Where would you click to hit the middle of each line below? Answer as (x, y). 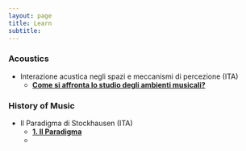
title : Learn (30, 23)
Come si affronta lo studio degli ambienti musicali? (119, 84)
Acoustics (29, 59)
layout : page (30, 16)
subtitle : (25, 31)
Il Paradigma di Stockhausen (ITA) (76, 123)
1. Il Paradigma (57, 131)
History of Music (42, 105)
